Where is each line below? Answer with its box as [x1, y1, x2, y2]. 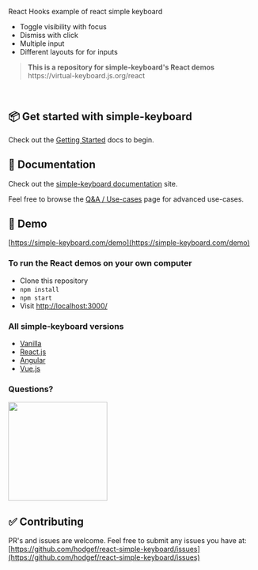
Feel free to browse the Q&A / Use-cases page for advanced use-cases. [8, 194, 244, 204]
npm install [19, 285, 59, 293]
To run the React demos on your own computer [8, 258, 192, 269]
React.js [19, 347, 47, 357]
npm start [19, 294, 53, 302]
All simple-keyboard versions [8, 320, 124, 331]
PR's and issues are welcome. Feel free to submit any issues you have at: [8, 536, 247, 545]
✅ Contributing [8, 515, 85, 528]
